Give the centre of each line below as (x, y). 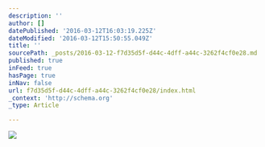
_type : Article (34, 105)
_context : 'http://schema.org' (61, 98)
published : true (35, 61)
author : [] (27, 23)
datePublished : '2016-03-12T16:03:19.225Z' (83, 31)
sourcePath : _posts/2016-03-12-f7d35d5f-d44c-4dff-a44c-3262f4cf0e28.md (133, 53)
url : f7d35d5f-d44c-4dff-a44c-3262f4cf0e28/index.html (102, 90)
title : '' (25, 46)
